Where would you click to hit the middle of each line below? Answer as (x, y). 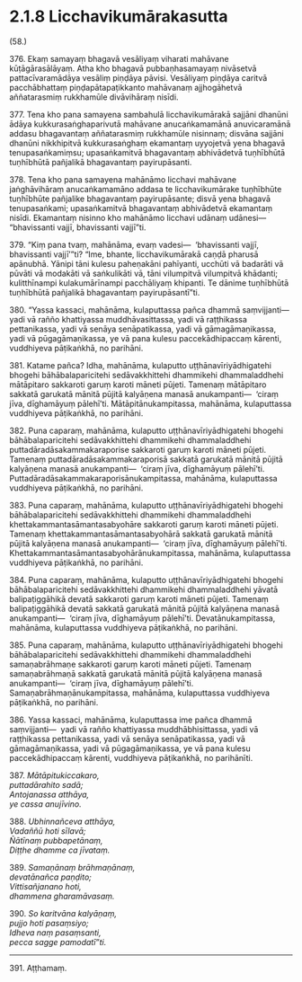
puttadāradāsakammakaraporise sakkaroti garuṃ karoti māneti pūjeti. (138, 449)
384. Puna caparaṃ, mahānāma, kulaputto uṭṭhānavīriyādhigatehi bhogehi (147, 579)
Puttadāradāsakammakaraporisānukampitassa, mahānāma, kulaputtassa (143, 478)
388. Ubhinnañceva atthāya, (62, 821)
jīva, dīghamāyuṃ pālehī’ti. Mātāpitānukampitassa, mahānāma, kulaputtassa (151, 403)
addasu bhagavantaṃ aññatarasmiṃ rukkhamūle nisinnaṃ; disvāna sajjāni (147, 133)
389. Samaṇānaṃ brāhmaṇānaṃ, (72, 867)
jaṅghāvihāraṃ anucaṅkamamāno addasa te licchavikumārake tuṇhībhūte (146, 189)
